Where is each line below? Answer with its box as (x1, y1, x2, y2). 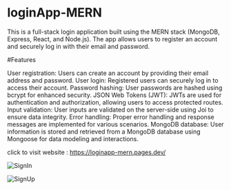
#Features (7, 55, 37, 63)
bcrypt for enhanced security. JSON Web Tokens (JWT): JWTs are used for (7, 91, 222, 99)
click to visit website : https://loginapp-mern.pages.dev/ (7, 148, 166, 156)
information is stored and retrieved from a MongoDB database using (7, 127, 201, 136)
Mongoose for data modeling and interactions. (7, 134, 139, 142)
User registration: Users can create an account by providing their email (7, 69, 209, 77)
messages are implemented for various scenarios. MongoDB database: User (7, 120, 224, 128)
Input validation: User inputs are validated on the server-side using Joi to (7, 105, 214, 114)
